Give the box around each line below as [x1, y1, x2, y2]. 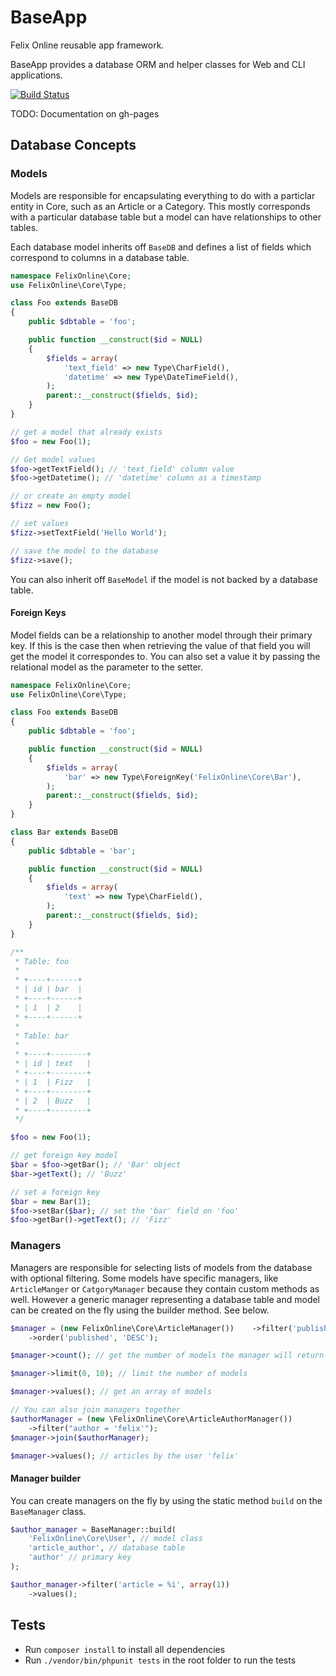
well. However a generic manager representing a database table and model [10, 1293, 321, 1305]
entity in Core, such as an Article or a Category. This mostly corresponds [10, 200, 311, 212]
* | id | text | [14, 1059, 92, 1069]
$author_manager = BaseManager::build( [10, 1524, 177, 1535]
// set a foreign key [10, 1187, 101, 1197]
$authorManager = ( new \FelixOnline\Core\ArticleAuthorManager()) [10, 1414, 293, 1424]
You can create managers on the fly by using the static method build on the [10, 1494, 323, 1506]
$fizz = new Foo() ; [10, 501, 92, 511]
